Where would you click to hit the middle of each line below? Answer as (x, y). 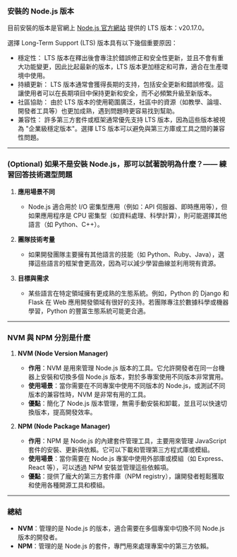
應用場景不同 (36, 192)
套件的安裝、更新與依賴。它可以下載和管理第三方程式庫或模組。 (121, 450)
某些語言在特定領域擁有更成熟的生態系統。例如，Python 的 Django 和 (128, 293)
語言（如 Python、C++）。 (66, 224)
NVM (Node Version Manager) (63, 353)
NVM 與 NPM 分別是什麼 (49, 337)
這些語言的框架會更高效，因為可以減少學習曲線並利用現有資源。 (127, 263)
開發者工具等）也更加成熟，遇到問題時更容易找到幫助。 (98, 111)
